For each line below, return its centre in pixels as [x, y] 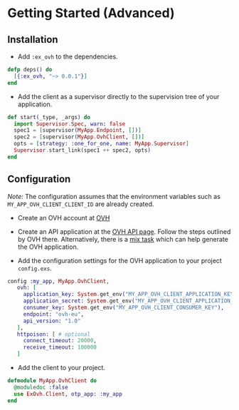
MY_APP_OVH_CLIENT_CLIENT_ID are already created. [81, 204]
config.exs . [34, 268]
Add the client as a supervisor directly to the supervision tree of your [118, 96]
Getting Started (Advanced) [91, 13]
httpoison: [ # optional [54, 334]
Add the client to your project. [61, 368]
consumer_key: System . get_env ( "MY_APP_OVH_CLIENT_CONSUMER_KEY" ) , [123, 308]
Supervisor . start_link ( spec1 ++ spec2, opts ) [83, 150]
